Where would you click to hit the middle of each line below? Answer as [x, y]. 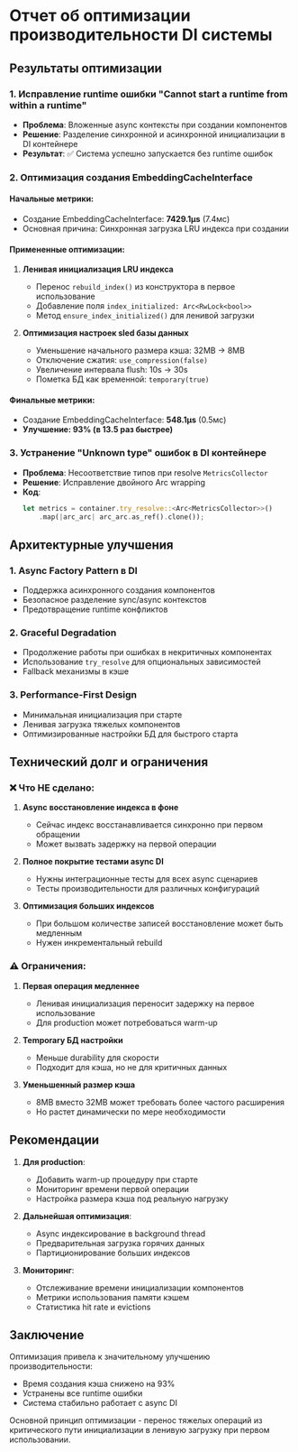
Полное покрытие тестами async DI [93, 862]
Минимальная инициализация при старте [102, 715]
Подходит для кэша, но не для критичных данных [131, 1067]
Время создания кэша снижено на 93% [99, 1384]
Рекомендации [54, 1140]
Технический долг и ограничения [109, 762]
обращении [58, 835]
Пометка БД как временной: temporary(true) [122, 379]
